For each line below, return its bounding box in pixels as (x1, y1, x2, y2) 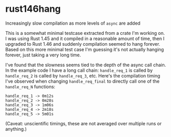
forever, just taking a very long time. (5, 52, 81, 58)
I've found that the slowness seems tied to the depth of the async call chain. (5, 62, 166, 68)
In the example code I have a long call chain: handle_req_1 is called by (5, 67, 153, 73)
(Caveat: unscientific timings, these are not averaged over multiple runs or (5, 120, 162, 126)
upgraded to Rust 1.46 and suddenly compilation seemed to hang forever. (5, 41, 160, 47)
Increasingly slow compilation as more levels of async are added (5, 20, 141, 26)
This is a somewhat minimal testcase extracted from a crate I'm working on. (5, 30, 165, 36)
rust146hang (5, 3, 61, 15)
